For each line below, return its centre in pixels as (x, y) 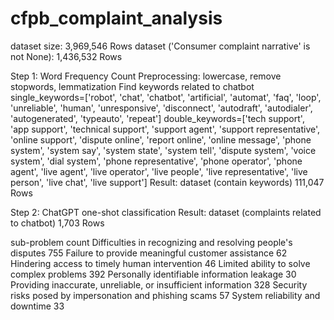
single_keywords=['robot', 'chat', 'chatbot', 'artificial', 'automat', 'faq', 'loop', (166, 97)
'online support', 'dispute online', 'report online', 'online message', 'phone (161, 139)
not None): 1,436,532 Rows (66, 56)
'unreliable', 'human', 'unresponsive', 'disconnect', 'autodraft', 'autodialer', (161, 108)
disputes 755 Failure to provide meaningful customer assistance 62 (149, 253)
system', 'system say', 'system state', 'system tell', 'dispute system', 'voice (163, 150)
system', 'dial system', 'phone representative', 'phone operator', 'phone (156, 161)
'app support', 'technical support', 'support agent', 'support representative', (165, 129)
